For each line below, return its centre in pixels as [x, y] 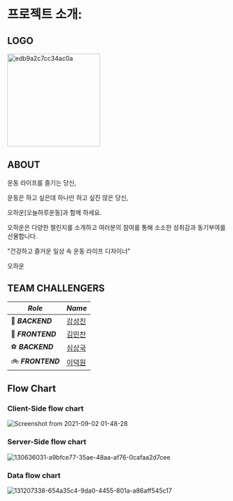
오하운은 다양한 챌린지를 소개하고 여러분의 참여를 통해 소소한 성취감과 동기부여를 [116, 227]
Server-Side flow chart [47, 442]
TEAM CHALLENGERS [56, 288]
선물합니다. [22, 236]
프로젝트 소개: [45, 14]
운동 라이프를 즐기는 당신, [42, 182]
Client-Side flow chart [45, 409]
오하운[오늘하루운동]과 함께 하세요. [55, 212]
